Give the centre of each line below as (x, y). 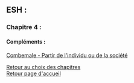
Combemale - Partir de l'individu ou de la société (67, 55)
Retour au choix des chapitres (43, 67)
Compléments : (26, 41)
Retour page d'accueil (34, 73)
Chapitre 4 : (24, 27)
